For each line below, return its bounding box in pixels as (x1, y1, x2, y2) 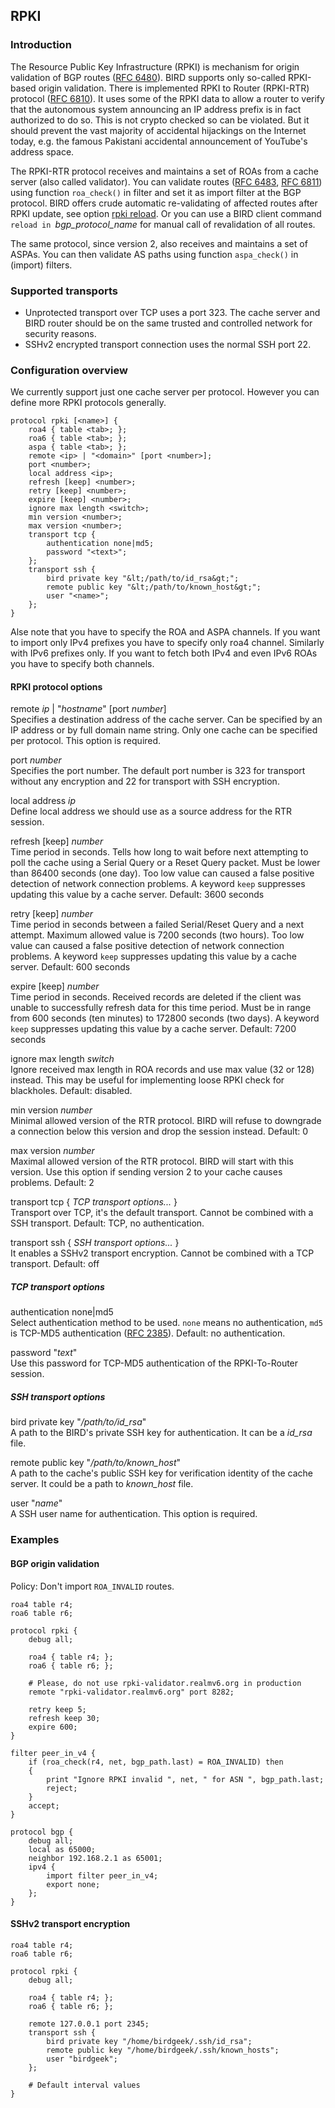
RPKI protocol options (10, 680, 103, 693)
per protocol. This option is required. (10, 735, 162, 747)
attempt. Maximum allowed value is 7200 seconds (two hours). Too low (10, 929, 305, 941)
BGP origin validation (10, 1557, 100, 1569)
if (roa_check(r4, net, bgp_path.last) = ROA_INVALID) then (28, 1757, 284, 1767)
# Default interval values (28, 2080, 141, 2090)
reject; (46, 1783, 78, 1793)
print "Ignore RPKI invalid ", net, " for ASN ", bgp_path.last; (46, 1774, 325, 1784)
